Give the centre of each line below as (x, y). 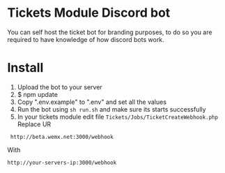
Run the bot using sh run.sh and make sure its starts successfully (112, 109)
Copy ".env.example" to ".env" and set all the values (92, 102)
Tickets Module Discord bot (89, 13)
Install (25, 68)
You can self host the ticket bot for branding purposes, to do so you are (110, 32)
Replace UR (34, 124)
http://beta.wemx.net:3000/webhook (62, 137)
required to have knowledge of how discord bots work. (86, 39)
